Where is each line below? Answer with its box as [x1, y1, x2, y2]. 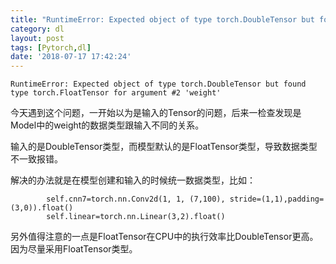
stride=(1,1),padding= [229, 194, 325, 205]
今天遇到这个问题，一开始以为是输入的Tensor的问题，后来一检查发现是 [10, 107, 302, 119]
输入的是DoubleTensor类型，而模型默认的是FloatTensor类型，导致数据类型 [10, 141, 318, 153]
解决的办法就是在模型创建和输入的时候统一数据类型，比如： [10, 174, 256, 186]
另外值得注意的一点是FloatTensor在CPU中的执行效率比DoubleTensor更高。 [10, 231, 319, 243]
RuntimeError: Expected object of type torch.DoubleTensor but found [10, 79, 307, 90]
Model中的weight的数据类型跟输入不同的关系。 [10, 119, 205, 131]
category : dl [10, 24, 65, 34]
